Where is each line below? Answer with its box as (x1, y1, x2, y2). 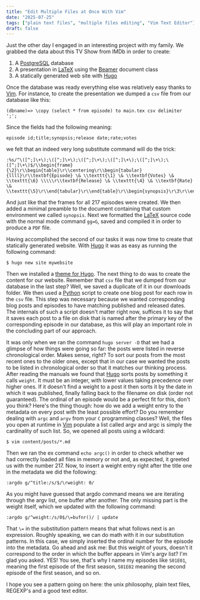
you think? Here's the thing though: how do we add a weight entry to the (6, 402, 183, 409)
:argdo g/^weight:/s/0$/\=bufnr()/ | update (6, 515, 118, 521)
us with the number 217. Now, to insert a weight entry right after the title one (6, 462, 192, 470)
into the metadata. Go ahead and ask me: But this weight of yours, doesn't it (6, 544, 193, 551)
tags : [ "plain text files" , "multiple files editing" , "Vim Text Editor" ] (6, 20, 196, 26)
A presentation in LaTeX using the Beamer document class (14, 66, 158, 73)
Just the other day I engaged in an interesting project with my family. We (6, 42, 184, 49)
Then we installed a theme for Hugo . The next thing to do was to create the (6, 271, 190, 278)
